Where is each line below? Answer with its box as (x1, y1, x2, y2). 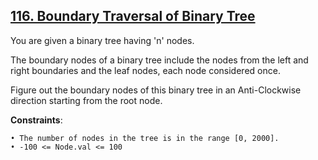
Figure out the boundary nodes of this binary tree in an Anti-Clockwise (10, 84, 302, 96)
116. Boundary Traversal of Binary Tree (10, 8, 256, 25)
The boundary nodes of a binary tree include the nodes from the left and (10, 54, 309, 66)
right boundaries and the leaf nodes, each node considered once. (10, 64, 281, 76)
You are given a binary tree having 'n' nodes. (10, 34, 195, 46)
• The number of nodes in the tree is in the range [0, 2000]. (10, 133, 280, 143)
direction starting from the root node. (10, 94, 163, 106)
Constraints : (10, 114, 63, 126)
